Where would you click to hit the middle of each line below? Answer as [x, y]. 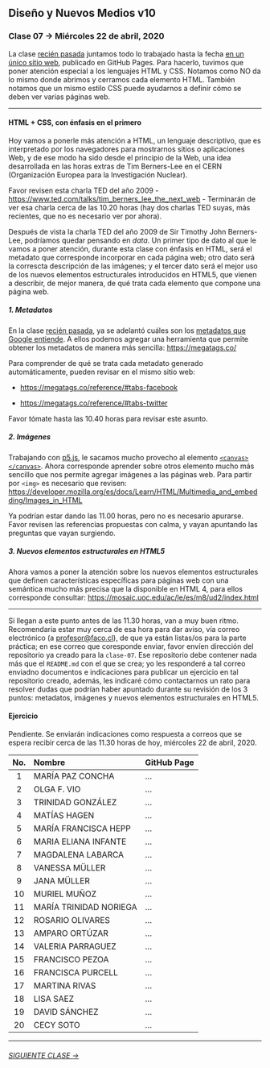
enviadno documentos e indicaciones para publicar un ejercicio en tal [123, 671]
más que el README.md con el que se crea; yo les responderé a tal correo [127, 663]
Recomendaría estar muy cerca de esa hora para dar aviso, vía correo [124, 629]
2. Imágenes [29, 437]
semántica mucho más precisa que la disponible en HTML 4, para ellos [126, 588]
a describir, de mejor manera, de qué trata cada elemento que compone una [135, 283]
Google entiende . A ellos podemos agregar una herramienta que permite [129, 339]
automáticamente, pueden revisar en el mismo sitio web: [102, 372]
